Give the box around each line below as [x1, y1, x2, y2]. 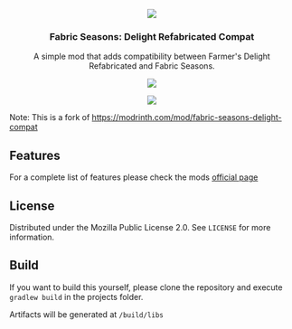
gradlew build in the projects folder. [9, 291, 144, 302]
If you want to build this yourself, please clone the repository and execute [9, 281, 283, 293]
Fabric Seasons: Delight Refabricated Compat [49, 30, 255, 42]
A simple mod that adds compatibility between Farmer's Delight [33, 51, 271, 62]
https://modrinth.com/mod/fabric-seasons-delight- [91, 112, 282, 123]
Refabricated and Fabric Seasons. [89, 61, 215, 71]
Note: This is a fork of [9, 112, 90, 123]
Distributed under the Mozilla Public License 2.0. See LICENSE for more [9, 221, 271, 232]
